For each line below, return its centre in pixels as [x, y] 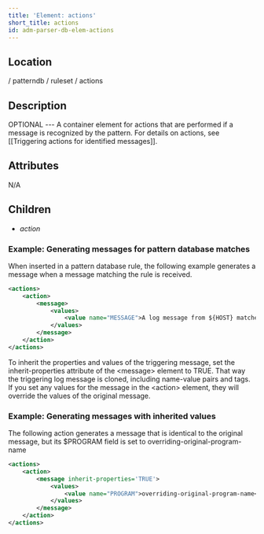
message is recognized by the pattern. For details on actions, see [114, 133]
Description [37, 106]
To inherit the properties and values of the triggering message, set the [122, 362]
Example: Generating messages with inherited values [112, 416]
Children [29, 210]
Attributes [33, 166]
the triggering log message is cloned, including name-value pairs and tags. [130, 379]
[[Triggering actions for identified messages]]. [83, 141]
